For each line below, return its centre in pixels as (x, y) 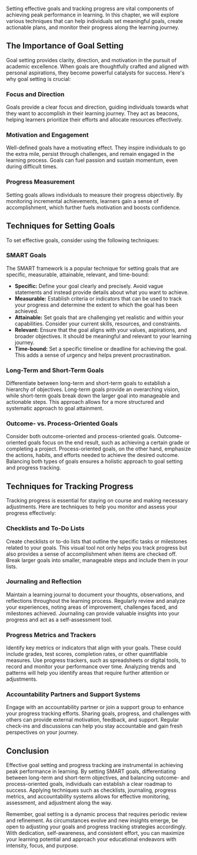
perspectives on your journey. (42, 732)
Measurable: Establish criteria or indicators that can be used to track (98, 298)
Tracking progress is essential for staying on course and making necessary (97, 501)
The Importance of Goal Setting (65, 46)
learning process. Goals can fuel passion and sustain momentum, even (92, 160)
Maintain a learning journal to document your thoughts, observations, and (95, 594)
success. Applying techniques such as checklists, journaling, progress (91, 790)
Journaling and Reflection (44, 582)
